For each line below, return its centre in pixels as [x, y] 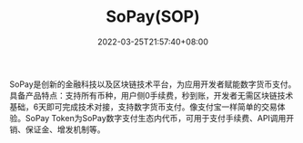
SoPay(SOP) [153, 17]
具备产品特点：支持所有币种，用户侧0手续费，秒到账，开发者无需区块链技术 [151, 95]
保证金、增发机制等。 [65, 129]
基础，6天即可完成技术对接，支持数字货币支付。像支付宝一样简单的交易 [143, 107]
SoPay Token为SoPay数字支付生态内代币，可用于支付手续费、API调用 [156, 118]
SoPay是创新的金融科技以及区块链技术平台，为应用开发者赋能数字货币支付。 [153, 84]
